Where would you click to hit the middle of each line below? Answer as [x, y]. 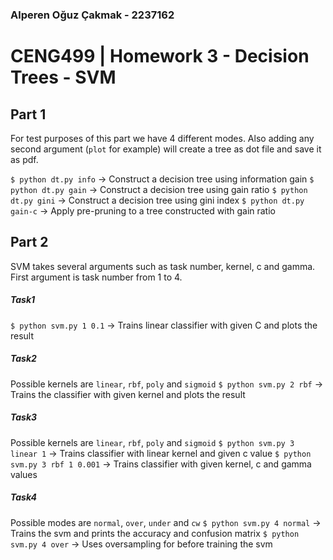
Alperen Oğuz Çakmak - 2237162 [92, 15]
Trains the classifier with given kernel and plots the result [128, 394]
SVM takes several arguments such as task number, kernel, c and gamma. [163, 266]
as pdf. [24, 159]
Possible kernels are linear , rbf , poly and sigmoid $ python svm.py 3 [152, 442]
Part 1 [28, 114]
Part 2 [29, 242]
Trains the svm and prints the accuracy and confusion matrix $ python [155, 533]
